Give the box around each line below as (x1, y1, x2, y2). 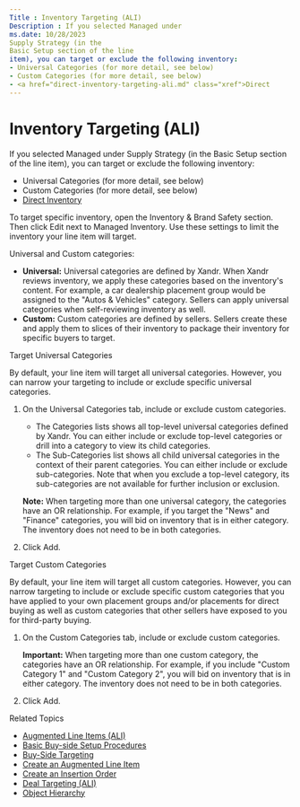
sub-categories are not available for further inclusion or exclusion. (35, 478, 280, 489)
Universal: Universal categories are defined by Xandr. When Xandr (21, 266, 270, 276)
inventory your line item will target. (9, 231, 137, 241)
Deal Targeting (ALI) (21, 777, 97, 788)
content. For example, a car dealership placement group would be (21, 285, 266, 295)
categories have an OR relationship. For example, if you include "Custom (21, 659, 290, 670)
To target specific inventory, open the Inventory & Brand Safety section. (9, 212, 274, 223)
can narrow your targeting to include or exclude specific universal (9, 376, 253, 387)
